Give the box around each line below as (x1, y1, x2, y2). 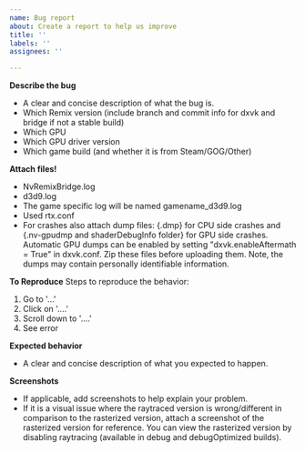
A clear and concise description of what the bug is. (22, 97, 215, 109)
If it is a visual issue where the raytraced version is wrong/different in (22, 403, 282, 414)
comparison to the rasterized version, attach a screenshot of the (22, 413, 265, 424)
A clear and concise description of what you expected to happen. (22, 358, 269, 369)
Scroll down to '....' (22, 313, 93, 324)
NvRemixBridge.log (22, 181, 96, 192)
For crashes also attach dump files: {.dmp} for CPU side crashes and (22, 220, 281, 231)
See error (22, 323, 59, 334)
